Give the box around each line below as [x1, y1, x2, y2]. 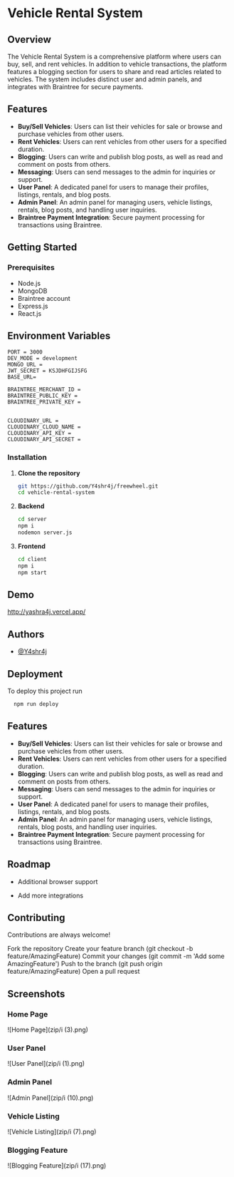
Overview [7, 34, 52, 46]
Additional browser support [17, 877, 98, 885]
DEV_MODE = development [7, 355, 78, 362]
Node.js [17, 279, 41, 287]
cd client [17, 555, 48, 562]
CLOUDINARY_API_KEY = [7, 430, 72, 437]
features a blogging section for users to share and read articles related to [7, 68, 222, 76]
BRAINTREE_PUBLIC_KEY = [7, 392, 78, 400]
